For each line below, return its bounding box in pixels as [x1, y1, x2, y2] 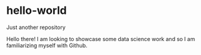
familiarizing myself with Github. [6, 42, 88, 49]
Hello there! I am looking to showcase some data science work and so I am [6, 35, 195, 42]
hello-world [6, 4, 67, 18]
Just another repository [6, 24, 66, 31]
